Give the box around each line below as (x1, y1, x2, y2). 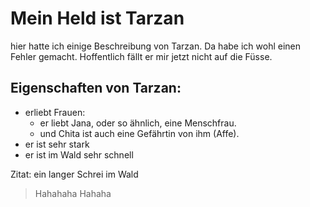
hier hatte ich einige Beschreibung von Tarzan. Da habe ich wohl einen (10, 40, 301, 52)
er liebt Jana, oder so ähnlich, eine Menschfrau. (39, 117, 237, 129)
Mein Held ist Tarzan (10, 7, 185, 30)
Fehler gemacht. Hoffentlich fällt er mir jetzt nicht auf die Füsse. (10, 50, 273, 62)
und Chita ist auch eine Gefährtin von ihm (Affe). (39, 127, 240, 139)
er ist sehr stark (24, 138, 90, 150)
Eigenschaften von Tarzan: (10, 80, 182, 97)
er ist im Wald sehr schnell (24, 148, 134, 161)
